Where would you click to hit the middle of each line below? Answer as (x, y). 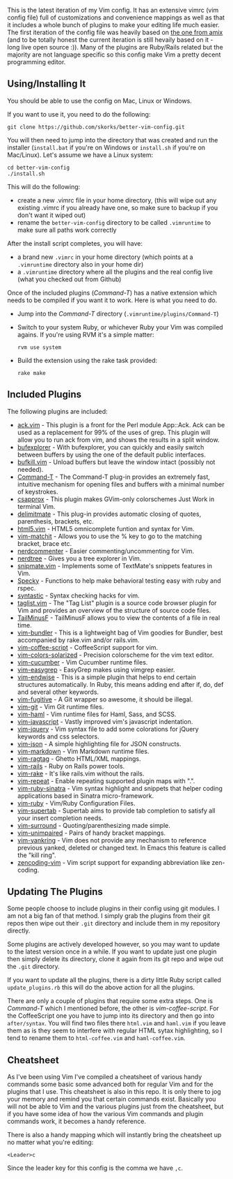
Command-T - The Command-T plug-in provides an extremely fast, (114, 477)
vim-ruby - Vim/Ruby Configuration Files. (76, 803)
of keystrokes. (38, 491)
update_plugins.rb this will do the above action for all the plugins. (101, 988)
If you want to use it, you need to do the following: (79, 114)
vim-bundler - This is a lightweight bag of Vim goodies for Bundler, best (120, 632)
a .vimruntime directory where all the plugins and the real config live (115, 272)
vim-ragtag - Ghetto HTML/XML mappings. (79, 758)
